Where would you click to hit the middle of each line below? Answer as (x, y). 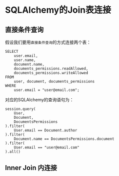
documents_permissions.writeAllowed (51, 73)
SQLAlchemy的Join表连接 (58, 10)
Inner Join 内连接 (31, 168)
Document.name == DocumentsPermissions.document (64, 139)
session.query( (20, 109)
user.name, (25, 60)
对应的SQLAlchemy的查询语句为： (40, 100)
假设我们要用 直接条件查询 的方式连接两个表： (48, 42)
